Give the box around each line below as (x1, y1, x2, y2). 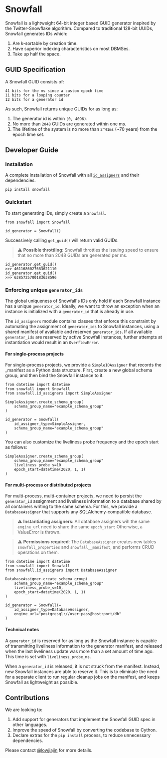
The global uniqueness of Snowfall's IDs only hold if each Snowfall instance (5, 298, 161, 304)
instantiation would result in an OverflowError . (5, 340, 100, 346)
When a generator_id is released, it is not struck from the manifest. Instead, (5, 663, 161, 669)
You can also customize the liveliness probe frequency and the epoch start (5, 439, 159, 445)
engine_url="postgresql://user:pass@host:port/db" (14, 612, 122, 617)
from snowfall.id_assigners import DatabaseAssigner (5, 568, 117, 573)
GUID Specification (5, 65, 66, 74)
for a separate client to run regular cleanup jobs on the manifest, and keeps (5, 674, 160, 680)
